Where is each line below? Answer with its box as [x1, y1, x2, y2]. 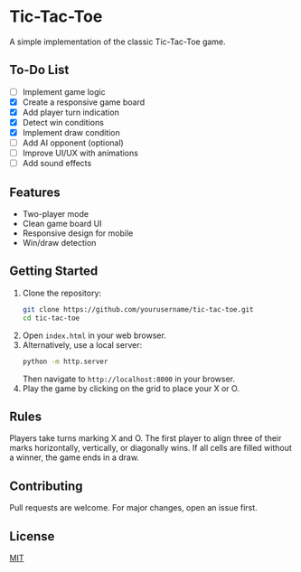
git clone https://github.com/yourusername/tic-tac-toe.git [22, 305, 254, 314]
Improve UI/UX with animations [22, 147, 138, 159]
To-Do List [9, 62, 70, 78]
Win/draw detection [22, 238, 97, 248]
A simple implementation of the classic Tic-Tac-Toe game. [9, 36, 226, 47]
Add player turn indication [22, 107, 119, 117]
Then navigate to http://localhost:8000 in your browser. [22, 373, 235, 384]
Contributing [9, 478, 83, 493]
